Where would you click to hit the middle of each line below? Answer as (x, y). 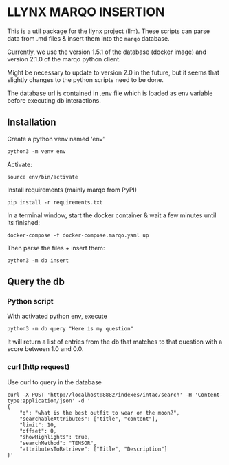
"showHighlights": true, (55, 437)
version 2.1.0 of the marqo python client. (64, 59)
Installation (32, 122)
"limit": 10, (38, 425)
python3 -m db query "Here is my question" (70, 329)
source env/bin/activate (43, 177)
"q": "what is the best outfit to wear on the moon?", (100, 413)
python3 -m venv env (37, 151)
